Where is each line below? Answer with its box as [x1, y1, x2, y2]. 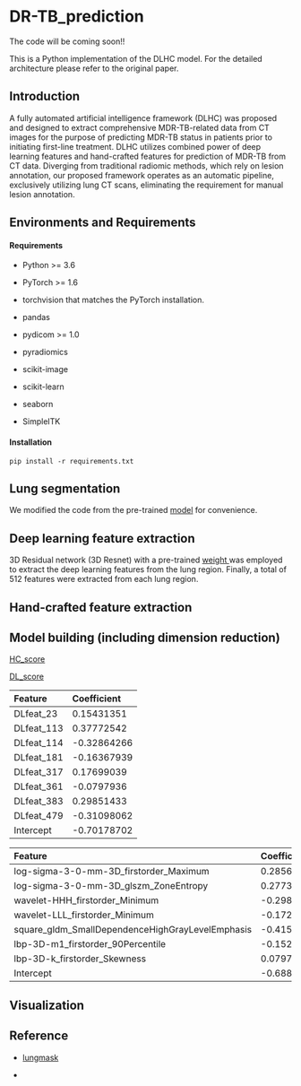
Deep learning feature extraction [9, 531, 195, 546]
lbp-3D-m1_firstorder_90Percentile [13, 938, 167, 951]
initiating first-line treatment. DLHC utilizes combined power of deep [9, 141, 262, 152]
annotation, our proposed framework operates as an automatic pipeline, [9, 169, 275, 180]
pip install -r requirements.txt [9, 456, 134, 465]
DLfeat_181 [13, 752, 64, 764]
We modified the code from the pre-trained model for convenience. [9, 505, 258, 516]
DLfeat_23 [13, 708, 58, 720]
